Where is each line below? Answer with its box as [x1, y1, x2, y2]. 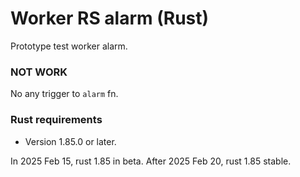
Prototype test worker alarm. [10, 40, 128, 52]
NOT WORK [10, 65, 68, 79]
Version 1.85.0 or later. [24, 135, 117, 147]
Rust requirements [10, 113, 103, 127]
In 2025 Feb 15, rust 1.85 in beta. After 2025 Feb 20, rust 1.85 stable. [10, 155, 292, 167]
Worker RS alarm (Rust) [10, 7, 210, 30]
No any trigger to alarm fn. [10, 88, 119, 100]
